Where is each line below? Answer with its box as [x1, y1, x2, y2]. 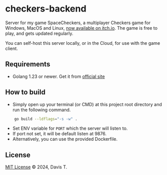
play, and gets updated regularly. [5, 30, 73, 36]
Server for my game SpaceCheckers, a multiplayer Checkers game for [5, 20, 151, 26]
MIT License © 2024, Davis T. [5, 164, 67, 170]
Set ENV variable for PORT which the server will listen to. [12, 125, 128, 131]
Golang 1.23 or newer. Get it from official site [12, 73, 105, 79]
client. [5, 45, 18, 51]
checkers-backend [5, 3, 87, 15]
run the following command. [12, 107, 71, 113]
